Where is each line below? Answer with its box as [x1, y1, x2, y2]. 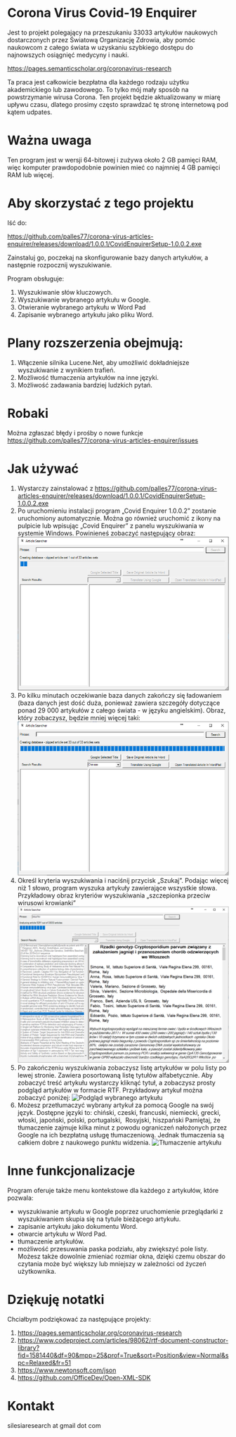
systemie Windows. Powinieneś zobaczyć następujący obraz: [17, 529, 196, 537]
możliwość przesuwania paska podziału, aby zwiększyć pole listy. [17, 1244, 209, 1253]
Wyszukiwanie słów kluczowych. [17, 288, 113, 296]
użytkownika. [17, 1267, 56, 1275]
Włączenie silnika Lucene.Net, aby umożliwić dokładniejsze [17, 358, 190, 366]
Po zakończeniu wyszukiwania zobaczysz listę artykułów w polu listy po [17, 1064, 227, 1072]
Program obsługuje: [7, 274, 65, 283]
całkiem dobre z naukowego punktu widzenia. [17, 1138, 151, 1147]
